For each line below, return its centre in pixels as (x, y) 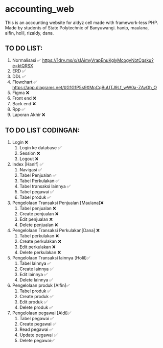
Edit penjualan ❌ (36, 219)
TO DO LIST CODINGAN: (42, 130)
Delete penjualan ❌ (39, 225)
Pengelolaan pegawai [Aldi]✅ (42, 313)
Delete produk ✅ (36, 307)
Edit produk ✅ (34, 302)
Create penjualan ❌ (39, 213)
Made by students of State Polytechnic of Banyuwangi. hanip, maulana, (77, 27)
